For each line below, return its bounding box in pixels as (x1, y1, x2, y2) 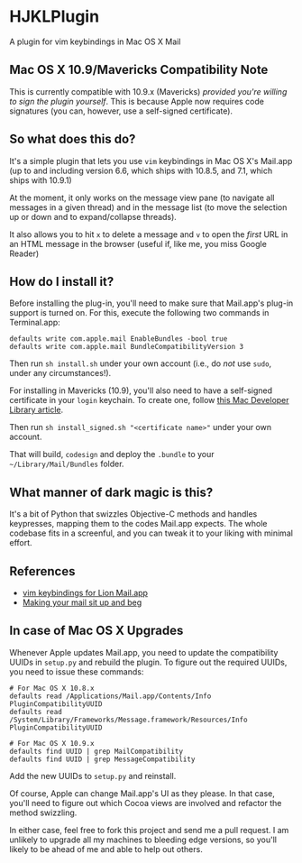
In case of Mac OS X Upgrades (9, 623, 184, 638)
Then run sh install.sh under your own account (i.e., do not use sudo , (9, 358, 272, 369)
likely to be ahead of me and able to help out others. (9, 843, 203, 854)
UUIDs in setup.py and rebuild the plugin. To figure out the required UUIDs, (9, 656, 288, 667)
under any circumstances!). (9, 368, 112, 379)
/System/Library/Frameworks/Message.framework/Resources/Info (9, 715, 248, 724)
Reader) (9, 248, 40, 259)
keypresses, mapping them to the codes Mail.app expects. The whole (9, 519, 268, 529)
